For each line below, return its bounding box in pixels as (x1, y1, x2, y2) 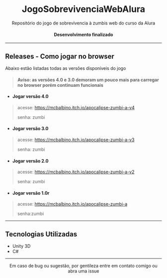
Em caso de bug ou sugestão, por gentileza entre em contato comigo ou (9, 263, 158, 269)
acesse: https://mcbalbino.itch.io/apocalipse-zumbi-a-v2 (17, 169, 135, 175)
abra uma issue (68, 268, 99, 274)
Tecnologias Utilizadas (5, 230, 78, 238)
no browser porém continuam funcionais (17, 82, 103, 88)
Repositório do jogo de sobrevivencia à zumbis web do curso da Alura (11, 20, 156, 26)
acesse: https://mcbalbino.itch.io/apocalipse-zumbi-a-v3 (17, 136, 135, 143)
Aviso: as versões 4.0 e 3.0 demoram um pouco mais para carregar (17, 76, 159, 83)
